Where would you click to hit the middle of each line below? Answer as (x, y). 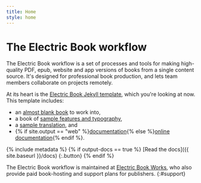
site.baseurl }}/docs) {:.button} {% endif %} (60, 156)
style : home (21, 17)
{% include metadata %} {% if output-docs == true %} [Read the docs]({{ (97, 149)
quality (15, 70)
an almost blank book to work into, (58, 112)
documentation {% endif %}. (50, 138)
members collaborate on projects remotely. (60, 83)
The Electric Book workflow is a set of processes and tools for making (93, 64)
